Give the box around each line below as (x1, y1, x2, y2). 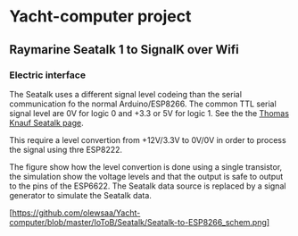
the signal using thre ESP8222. (9, 144, 123, 155)
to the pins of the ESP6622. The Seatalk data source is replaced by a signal (9, 181, 286, 191)
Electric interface (9, 69, 87, 81)
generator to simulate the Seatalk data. (9, 190, 152, 200)
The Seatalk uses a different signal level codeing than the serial (9, 88, 243, 99)
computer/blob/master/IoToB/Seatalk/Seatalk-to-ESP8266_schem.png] (9, 216, 270, 227)
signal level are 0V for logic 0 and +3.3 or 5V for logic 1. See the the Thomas (9, 107, 290, 118)
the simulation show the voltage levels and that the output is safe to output (9, 171, 284, 181)
